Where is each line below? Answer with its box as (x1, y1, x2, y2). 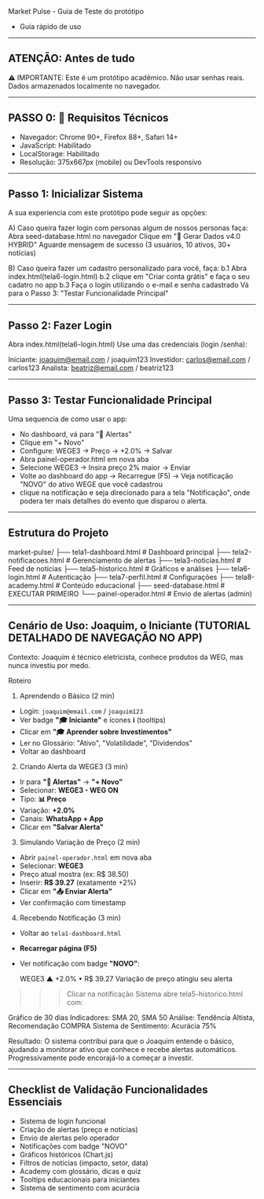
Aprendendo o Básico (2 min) (19, 691, 115, 700)
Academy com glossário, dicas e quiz (19, 1166, 141, 1175)
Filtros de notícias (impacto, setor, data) (19, 1158, 149, 1168)
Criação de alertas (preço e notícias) (19, 1124, 139, 1134)
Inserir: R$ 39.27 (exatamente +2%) (19, 878, 137, 887)
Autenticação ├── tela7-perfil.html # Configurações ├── (48, 572, 234, 581)
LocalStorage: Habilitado (19, 148, 100, 158)
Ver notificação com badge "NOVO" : (19, 959, 140, 968)
